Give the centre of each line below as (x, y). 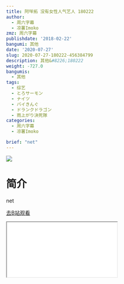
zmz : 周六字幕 (21, 33)
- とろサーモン (27, 93)
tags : (13, 83)
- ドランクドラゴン (31, 110)
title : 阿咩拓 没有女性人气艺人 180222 (50, 11)
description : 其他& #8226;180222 (45, 60)
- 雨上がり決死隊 (29, 115)
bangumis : (18, 72)
